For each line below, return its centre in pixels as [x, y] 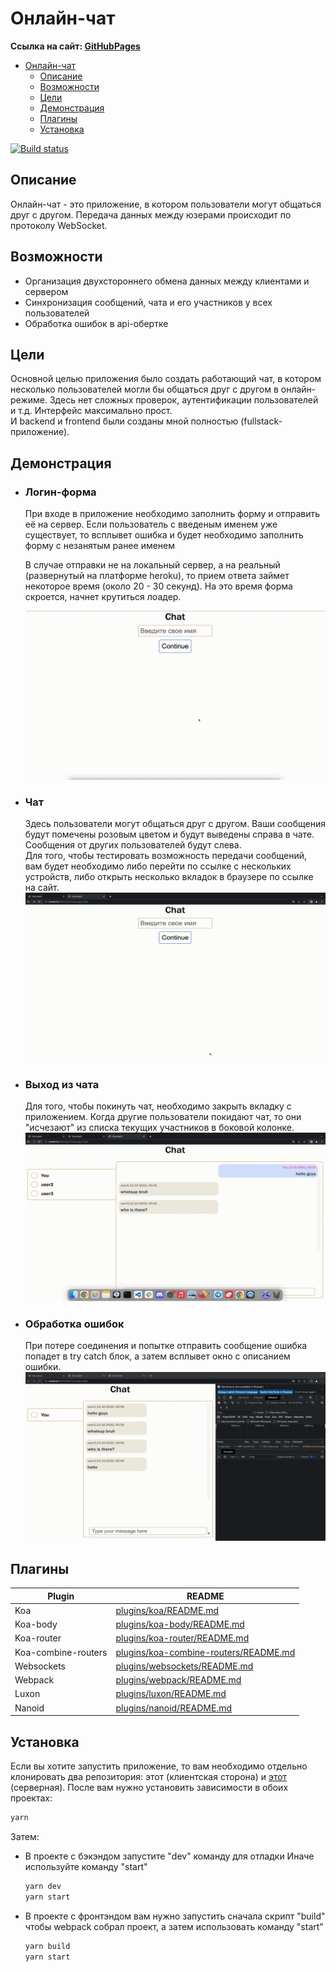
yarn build [47, 1946]
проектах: [31, 1798]
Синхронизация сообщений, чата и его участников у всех [148, 302]
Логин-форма [60, 492]
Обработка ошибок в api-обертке [96, 323]
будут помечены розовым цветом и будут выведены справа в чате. [169, 834]
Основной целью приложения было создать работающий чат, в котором [166, 379]
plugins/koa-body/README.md [180, 1624]
